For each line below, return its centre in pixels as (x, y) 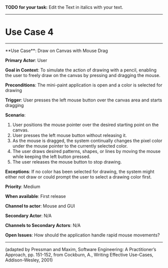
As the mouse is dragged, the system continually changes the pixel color (87, 140)
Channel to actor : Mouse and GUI (40, 206)
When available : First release (35, 196)
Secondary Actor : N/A (28, 215)
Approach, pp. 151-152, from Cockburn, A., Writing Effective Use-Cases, (79, 254)
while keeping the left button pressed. (51, 156)
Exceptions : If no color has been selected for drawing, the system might (80, 171)
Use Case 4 (29, 32)
